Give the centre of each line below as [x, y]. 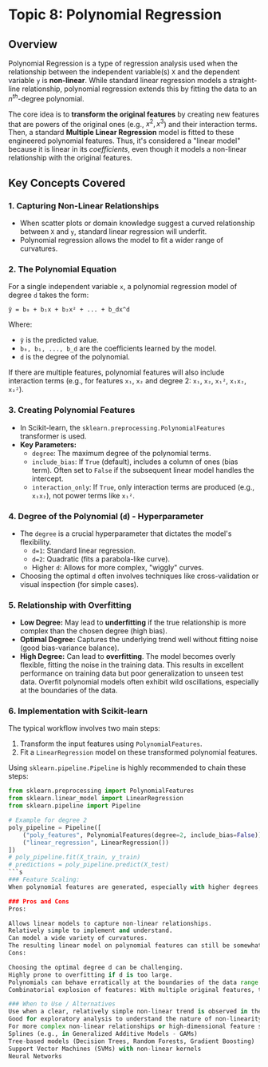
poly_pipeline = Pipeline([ [55, 827]
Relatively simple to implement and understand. [91, 931]
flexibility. [35, 541]
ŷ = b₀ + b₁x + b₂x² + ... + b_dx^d [69, 310]
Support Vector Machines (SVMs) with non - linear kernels [105, 1049]
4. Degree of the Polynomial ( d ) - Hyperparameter [106, 516]
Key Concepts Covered [67, 182]
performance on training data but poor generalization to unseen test [132, 673]
